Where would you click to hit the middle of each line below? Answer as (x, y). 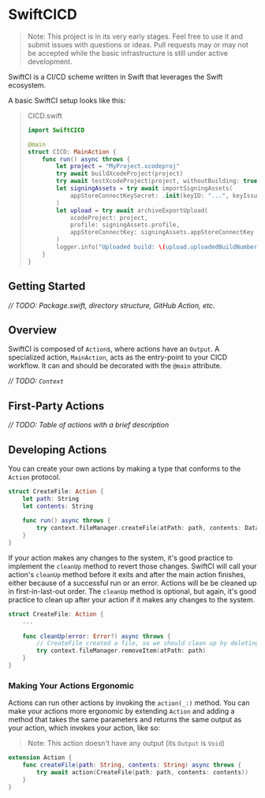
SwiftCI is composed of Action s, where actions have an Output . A (114, 349)
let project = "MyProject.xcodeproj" (118, 166)
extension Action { (40, 758)
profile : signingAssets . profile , (125, 225)
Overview (33, 330)
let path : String (51, 498)
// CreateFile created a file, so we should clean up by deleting (148, 643)
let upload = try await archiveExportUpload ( (132, 211)
